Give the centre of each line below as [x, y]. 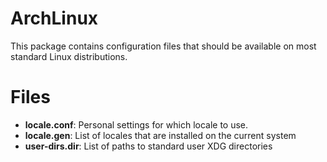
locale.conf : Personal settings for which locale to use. [136, 124]
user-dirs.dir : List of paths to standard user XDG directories [148, 146]
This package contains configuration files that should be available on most [163, 46]
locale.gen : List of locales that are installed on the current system [160, 135]
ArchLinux [54, 18]
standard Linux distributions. [69, 56]
